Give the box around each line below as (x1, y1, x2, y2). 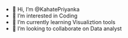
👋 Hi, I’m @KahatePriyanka (12, 6, 80, 13)
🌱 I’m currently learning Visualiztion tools (12, 19, 116, 25)
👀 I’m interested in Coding (12, 12, 78, 19)
